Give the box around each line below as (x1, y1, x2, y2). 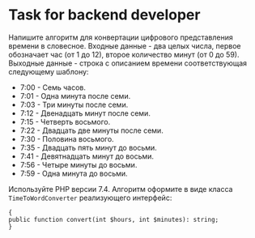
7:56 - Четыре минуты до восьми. (19, 159, 138, 169)
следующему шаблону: (8, 66, 89, 76)
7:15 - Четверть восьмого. (19, 117, 111, 126)
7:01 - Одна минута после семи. (19, 91, 131, 100)
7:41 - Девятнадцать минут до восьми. (19, 151, 155, 161)
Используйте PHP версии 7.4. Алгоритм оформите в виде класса (8, 184, 233, 193)
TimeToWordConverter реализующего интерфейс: (8, 193, 172, 202)
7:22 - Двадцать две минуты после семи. (19, 125, 164, 135)
